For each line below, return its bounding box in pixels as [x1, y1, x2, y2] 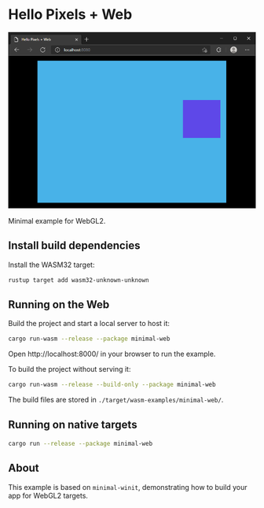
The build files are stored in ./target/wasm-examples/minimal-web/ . [8, 395, 224, 405]
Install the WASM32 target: [8, 260, 95, 269]
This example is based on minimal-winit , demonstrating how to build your [8, 482, 247, 491]
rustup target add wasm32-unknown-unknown [8, 276, 149, 284]
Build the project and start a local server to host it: [8, 319, 170, 328]
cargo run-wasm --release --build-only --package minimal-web [8, 380, 216, 389]
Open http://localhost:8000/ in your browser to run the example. [8, 349, 216, 359]
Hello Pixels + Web [8, 6, 133, 24]
